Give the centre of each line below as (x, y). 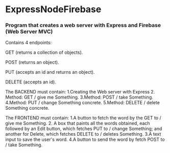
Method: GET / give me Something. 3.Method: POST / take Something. (79, 97)
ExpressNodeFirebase (53, 9)
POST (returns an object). (32, 63)
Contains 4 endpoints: (29, 43)
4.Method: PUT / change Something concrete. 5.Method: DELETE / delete (82, 103)
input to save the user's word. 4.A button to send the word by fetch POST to (85, 140)
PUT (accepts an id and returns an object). (50, 72)
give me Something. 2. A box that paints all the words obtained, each (78, 124)
